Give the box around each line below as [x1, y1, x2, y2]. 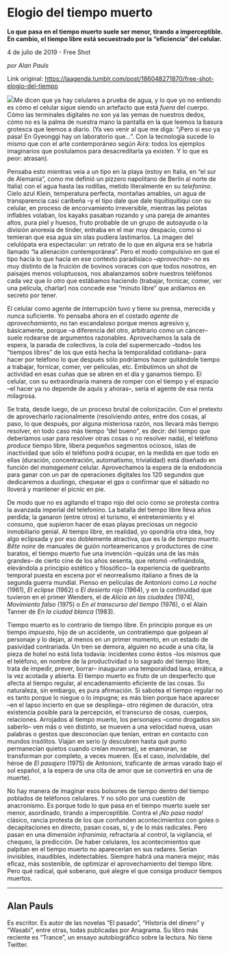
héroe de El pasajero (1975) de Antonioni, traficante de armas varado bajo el [7, 759, 222, 767]
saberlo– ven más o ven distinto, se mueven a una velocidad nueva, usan [7, 723, 214, 731]
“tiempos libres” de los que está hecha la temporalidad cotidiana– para [7, 348, 207, 356]
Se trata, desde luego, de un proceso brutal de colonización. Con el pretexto [7, 405, 223, 413]
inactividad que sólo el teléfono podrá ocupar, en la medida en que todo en [7, 449, 219, 457]
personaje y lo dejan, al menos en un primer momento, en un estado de [7, 635, 209, 643]
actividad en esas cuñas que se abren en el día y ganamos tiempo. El [7, 370, 202, 378]
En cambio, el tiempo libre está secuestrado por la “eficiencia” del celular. [7, 34, 222, 42]
